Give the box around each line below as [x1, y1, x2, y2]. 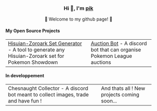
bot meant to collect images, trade [8, 91, 89, 98]
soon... [101, 97, 117, 104]
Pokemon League [91, 52, 132, 59]
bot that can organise [91, 46, 141, 53]
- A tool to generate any [8, 46, 65, 53]
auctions [91, 59, 111, 66]
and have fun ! [8, 97, 42, 104]
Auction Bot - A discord [91, 40, 147, 47]
